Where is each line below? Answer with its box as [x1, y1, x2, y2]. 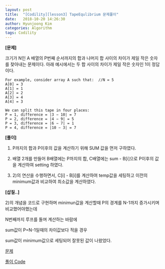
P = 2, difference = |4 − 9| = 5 [5, 117, 74, 122]
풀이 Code [5, 259, 26, 265]
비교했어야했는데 [5, 206, 38, 211]
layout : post [5, 7, 32, 12]
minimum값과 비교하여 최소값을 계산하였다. [12, 179, 96, 184]
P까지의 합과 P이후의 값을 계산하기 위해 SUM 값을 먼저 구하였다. [12, 145, 136, 151]
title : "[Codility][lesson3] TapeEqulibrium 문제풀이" [5, 12, 119, 17]
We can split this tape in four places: [5, 108, 90, 113]
